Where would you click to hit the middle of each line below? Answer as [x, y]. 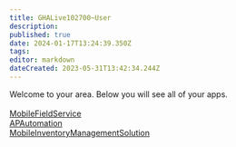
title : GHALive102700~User [60, 18]
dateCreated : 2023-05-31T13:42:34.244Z [85, 69]
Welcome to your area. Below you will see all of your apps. [119, 94]
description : [34, 26]
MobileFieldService [45, 113]
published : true [40, 34]
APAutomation [36, 122]
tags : [20, 52]
